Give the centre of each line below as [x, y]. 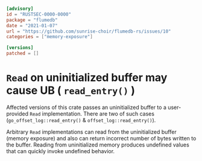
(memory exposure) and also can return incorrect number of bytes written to [101, 138]
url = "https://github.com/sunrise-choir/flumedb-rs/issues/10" [89, 31]
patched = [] [23, 54]
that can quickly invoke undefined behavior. [61, 151]
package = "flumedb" [32, 20]
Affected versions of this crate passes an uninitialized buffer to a [87, 107]
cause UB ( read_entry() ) [71, 90]
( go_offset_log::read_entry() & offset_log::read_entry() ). [81, 120]
